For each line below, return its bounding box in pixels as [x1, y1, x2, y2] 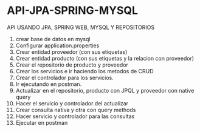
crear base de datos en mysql [15, 35, 91, 42]
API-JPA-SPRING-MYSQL [7, 4, 139, 18]
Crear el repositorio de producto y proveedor [15, 61, 128, 68]
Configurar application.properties [15, 42, 100, 49]
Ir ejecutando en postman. [15, 80, 82, 88]
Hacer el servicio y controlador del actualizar [15, 99, 129, 107]
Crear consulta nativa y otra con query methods [15, 106, 136, 113]
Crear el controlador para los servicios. [15, 74, 114, 81]
